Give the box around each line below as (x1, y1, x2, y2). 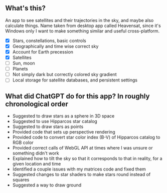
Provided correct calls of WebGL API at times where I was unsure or (12, 145, 153, 151)
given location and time (12, 161, 61, 167)
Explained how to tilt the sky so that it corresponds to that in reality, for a (12, 155, 162, 161)
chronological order (5, 99, 69, 108)
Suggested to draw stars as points (12, 123, 84, 129)
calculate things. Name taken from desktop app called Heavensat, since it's (5, 22, 161, 28)
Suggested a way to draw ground (12, 182, 82, 188)
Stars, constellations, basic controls (12, 37, 86, 43)
